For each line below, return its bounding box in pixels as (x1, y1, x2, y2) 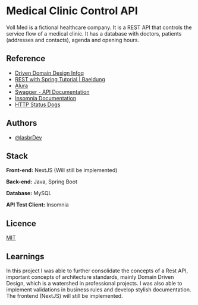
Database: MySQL (6, 190, 52, 197)
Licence (6, 218, 37, 228)
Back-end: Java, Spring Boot (6, 178, 77, 185)
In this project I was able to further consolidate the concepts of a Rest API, (6, 267, 188, 274)
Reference (6, 53, 46, 63)
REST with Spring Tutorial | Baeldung (14, 75, 105, 82)
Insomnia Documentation (14, 94, 76, 101)
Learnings (6, 251, 45, 262)
